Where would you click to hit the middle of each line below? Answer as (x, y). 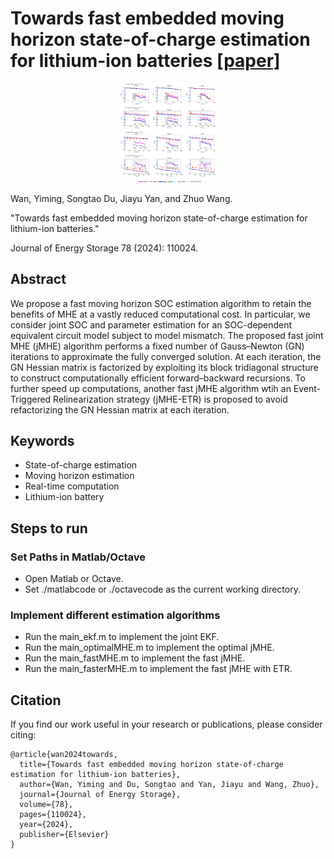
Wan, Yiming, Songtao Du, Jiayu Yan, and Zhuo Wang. (121, 198)
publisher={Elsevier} (64, 835)
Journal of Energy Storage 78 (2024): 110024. (104, 248)
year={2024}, (46, 825)
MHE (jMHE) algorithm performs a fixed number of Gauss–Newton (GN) (157, 346)
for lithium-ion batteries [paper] (145, 61)
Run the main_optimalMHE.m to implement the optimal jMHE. (149, 648)
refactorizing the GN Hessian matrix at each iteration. (120, 409)
